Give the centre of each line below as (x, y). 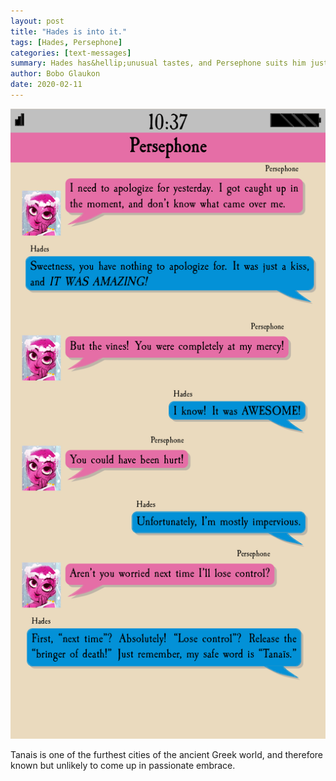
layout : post (37, 21)
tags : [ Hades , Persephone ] (66, 42)
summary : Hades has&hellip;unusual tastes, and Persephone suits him (158, 63)
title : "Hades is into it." (69, 31)
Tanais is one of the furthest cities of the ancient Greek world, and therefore (167, 754)
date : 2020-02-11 (46, 85)
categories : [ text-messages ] (71, 53)
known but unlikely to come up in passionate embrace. (123, 765)
